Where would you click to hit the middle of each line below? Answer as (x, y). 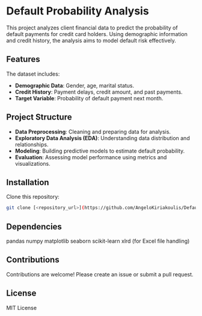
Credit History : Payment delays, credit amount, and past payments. (99, 92)
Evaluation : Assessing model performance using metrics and (91, 157)
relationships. (32, 144)
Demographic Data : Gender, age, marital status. (75, 85)
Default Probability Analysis (78, 11)
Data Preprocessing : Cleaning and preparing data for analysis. (93, 132)
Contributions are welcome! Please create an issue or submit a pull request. (100, 274)
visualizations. (33, 163)
